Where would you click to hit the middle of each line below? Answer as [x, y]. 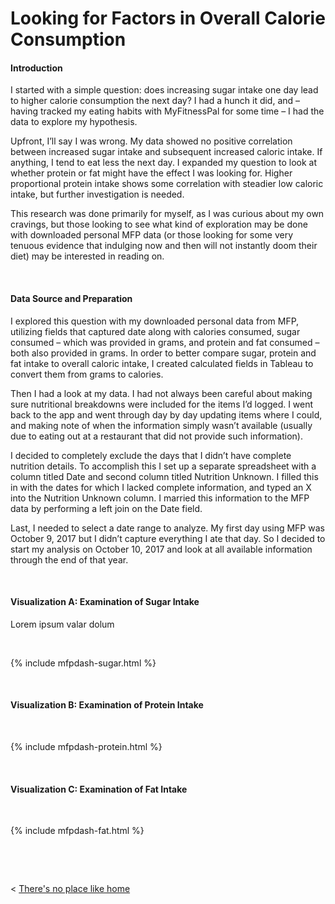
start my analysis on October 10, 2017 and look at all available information [161, 549]
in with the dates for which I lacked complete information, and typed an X [161, 487]
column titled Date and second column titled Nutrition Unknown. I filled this [164, 476]
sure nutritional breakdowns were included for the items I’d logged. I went [162, 404]
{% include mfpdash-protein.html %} [86, 746]
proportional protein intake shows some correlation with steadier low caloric [167, 184]
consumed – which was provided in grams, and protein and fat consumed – [165, 342]
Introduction [36, 68]
